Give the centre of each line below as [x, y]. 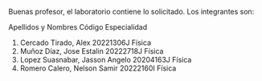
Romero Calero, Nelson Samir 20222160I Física [98, 68]
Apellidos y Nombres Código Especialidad [78, 27]
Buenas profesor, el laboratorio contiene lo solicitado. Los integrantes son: [131, 12]
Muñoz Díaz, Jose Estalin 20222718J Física [92, 51]
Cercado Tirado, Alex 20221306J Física [85, 43]
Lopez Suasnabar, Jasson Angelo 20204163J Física [106, 60]
